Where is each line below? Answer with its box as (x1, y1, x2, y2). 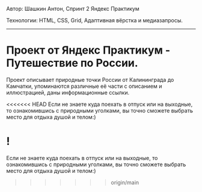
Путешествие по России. (6, 57, 138, 70)
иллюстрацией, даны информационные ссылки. (6, 88, 130, 96)
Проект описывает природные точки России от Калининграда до (6, 76, 174, 83)
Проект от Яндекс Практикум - (6, 43, 171, 57)
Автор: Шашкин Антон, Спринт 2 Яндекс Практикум (6, 5, 139, 12)
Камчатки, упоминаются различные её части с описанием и (6, 82, 162, 90)
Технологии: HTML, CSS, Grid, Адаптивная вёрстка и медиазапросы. (6, 17, 183, 23)
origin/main (111, 179, 139, 186)
